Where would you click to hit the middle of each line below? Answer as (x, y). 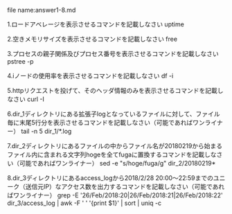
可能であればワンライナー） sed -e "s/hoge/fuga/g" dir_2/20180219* (117, 163)
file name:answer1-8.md (42, 10)
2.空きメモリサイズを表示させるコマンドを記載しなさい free (92, 39)
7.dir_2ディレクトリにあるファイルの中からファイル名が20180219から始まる (115, 146)
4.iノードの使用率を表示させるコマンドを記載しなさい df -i (90, 76)
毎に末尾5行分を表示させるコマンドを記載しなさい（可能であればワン (106, 123)
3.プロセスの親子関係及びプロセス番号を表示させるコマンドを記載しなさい (113, 54)
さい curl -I (29, 99)
